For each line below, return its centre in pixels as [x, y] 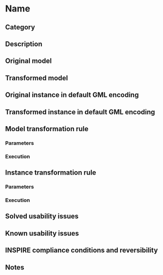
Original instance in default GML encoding [72, 95]
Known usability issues [42, 233]
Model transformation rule [47, 129]
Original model [28, 61]
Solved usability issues [42, 216]
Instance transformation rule [51, 173]
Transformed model [37, 78]
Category [20, 27]
